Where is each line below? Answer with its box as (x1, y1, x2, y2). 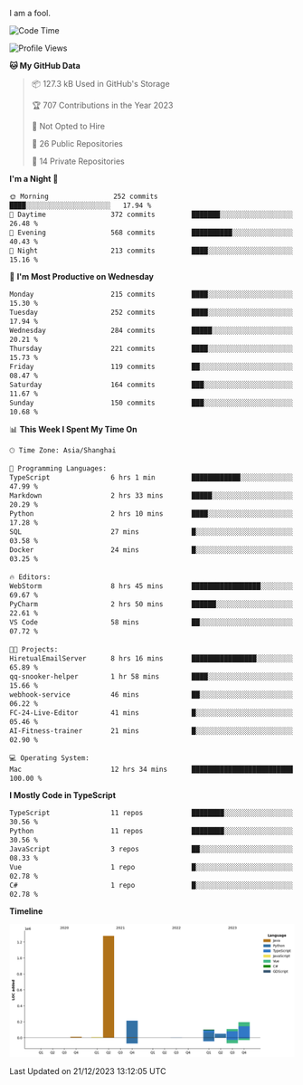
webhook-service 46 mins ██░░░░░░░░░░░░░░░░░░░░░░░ (9, 690, 294, 700)
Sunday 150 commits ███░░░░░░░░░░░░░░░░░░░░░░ (9, 398, 294, 407)
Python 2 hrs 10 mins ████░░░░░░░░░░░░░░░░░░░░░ (9, 509, 294, 519)
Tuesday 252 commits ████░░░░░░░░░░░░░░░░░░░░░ (9, 308, 294, 317)
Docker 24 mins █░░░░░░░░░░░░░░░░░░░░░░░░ (9, 546, 294, 555)
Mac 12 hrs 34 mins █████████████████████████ (9, 765, 294, 774)
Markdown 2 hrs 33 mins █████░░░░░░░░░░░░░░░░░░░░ (9, 491, 294, 500)
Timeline (9, 906, 43, 917)
